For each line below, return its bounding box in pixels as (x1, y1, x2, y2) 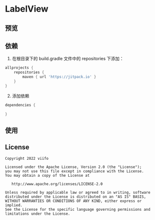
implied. (5, 203, 23, 207)
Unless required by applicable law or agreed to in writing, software (5, 190, 151, 195)
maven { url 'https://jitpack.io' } (22, 74, 96, 80)
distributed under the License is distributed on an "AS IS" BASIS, (5, 194, 146, 199)
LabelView (5, 3, 48, 15)
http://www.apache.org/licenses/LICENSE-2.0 (11, 181, 103, 186)
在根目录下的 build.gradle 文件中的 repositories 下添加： (12, 56, 124, 62)
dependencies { (5, 102, 36, 107)
